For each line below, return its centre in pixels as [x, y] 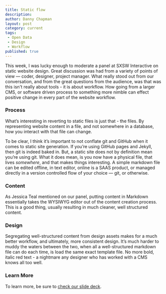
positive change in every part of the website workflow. [61, 97]
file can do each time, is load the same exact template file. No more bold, [80, 252]
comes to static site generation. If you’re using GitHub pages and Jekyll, [79, 146]
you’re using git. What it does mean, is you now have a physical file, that [79, 157]
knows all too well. [24, 263]
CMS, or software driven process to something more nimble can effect [77, 92]
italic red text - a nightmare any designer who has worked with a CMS [76, 257]
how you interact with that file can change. [49, 131]
